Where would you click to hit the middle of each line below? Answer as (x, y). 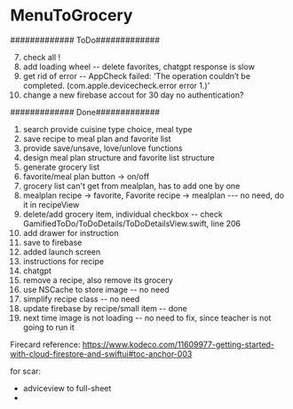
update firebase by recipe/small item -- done (105, 308)
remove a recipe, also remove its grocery (98, 279)
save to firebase (52, 242)
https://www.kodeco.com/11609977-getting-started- (178, 344)
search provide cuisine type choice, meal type (107, 129)
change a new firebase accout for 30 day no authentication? (133, 95)
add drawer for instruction (71, 232)
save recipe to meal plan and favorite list (97, 138)
